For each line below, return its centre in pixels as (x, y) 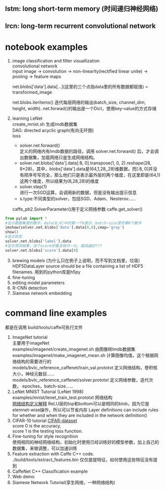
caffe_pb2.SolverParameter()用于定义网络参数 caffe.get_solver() (77, 209)
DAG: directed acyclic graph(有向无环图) (53, 130)
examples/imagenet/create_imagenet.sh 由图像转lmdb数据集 (74, 349)
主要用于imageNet (31, 343)
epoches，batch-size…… (48, 386)
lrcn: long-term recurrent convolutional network (81, 26)
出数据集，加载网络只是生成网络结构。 (58, 157)
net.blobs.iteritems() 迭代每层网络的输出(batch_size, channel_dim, (79, 102)
